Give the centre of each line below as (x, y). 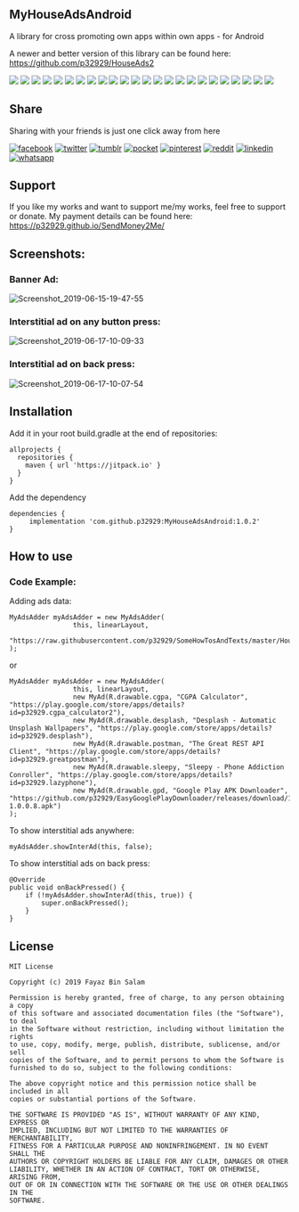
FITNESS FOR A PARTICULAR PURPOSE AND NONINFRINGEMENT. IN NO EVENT (139, 1146)
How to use (41, 556)
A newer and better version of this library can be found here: (120, 53)
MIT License (31, 967)
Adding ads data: (40, 602)
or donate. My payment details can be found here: (101, 217)
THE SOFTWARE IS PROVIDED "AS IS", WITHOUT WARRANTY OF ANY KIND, (135, 1115)
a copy (21, 1006)
